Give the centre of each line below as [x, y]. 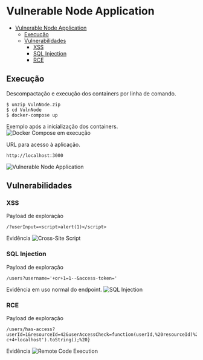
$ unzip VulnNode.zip [34, 104]
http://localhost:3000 [35, 155]
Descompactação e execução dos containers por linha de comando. [91, 93]
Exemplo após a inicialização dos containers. [62, 126]
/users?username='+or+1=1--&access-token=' [62, 278]
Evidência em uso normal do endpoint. [54, 289]
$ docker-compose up [32, 115]
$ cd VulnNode [24, 110]
